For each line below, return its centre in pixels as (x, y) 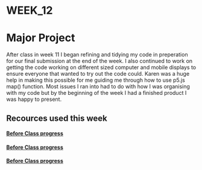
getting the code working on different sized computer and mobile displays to (101, 67)
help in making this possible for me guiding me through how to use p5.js (96, 80)
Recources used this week (57, 118)
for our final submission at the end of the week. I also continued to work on (99, 61)
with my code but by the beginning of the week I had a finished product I (96, 93)
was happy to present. (34, 99)
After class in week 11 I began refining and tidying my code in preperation (97, 55)
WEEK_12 (30, 11)
